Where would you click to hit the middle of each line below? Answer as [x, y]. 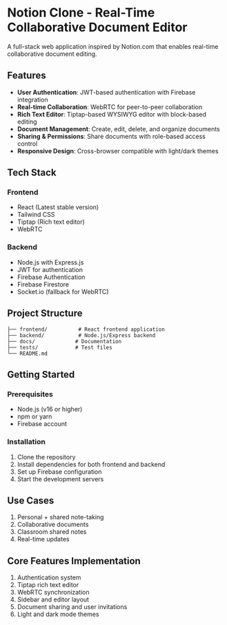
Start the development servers [60, 479]
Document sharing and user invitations [72, 607]
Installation [27, 442]
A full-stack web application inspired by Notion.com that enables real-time [113, 46]
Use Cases [31, 500]
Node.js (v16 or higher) [50, 410]
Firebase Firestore [43, 284]
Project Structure [45, 313]
